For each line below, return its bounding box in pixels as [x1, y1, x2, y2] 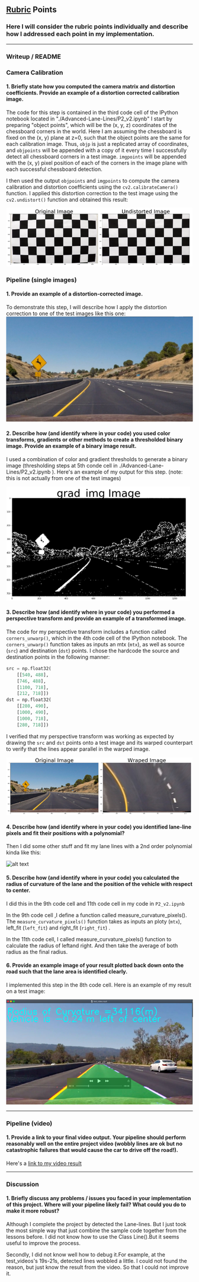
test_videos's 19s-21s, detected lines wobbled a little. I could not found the [6, 1258, 188, 1265]
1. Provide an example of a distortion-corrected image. [6, 290, 143, 297]
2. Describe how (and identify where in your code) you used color [6, 430, 171, 437]
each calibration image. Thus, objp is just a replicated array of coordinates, [6, 140, 189, 147]
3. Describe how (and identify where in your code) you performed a [6, 608, 175, 616]
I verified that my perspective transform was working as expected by [6, 732, 174, 740]
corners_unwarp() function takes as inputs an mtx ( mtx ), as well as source [6, 640, 185, 648]
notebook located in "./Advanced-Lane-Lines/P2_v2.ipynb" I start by [6, 115, 173, 122]
